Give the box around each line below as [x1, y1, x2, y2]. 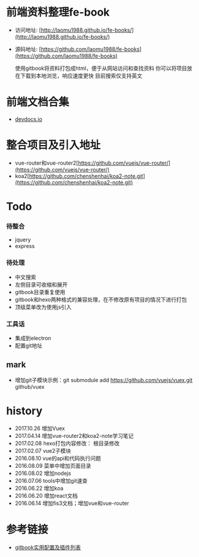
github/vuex [14, 383, 45, 390]
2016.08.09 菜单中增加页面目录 [14, 462, 91, 469]
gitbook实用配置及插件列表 [14, 543, 81, 551]
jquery [14, 236, 31, 243]
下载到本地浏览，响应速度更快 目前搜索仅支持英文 [20, 72, 142, 79]
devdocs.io [14, 115, 43, 123]
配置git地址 [14, 342, 43, 349]
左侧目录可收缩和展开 [14, 281, 68, 288]
